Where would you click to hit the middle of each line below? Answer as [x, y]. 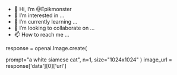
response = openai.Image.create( [46, 48]
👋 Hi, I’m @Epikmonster [43, 9]
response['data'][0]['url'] [36, 66]
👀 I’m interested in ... [39, 15]
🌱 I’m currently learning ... [46, 22]
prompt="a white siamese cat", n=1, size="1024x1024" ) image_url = [89, 60]
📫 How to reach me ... [42, 35]
